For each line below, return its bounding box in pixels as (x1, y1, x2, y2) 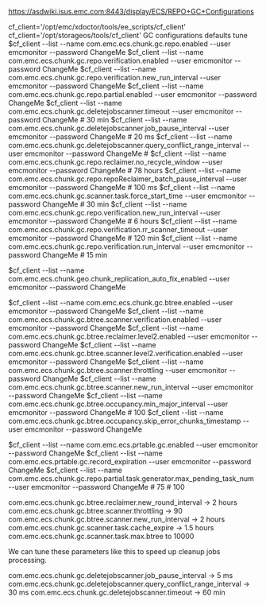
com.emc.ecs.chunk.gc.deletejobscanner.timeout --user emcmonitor (8, 107, 234, 116)
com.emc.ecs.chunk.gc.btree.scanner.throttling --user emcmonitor (8, 366, 228, 374)
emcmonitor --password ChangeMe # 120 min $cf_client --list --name (8, 234, 238, 242)
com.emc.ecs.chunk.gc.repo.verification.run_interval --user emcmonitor (8, 242, 245, 251)
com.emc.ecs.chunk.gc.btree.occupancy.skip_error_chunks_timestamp (8, 417, 241, 425)
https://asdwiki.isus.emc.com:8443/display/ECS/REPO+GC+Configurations (8, 7, 254, 16)
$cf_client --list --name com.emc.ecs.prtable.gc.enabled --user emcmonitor (8, 440, 258, 449)
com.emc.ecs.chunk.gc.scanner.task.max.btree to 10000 (8, 532, 195, 541)
